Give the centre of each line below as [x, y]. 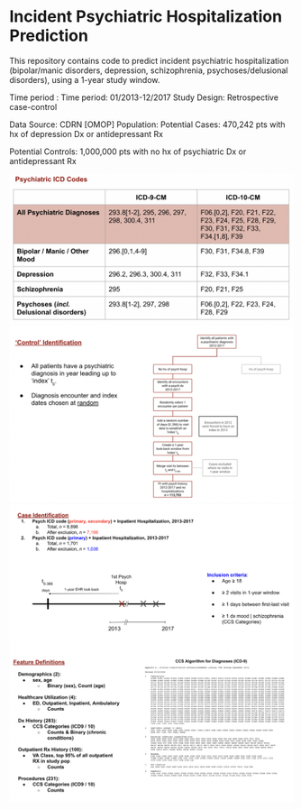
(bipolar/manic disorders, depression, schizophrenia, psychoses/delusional [149, 70]
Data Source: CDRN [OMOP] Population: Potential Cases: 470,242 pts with [147, 124]
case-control [33, 106]
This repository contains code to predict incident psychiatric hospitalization [149, 60]
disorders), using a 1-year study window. [85, 79]
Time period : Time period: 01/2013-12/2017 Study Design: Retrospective [144, 97]
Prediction [49, 36]
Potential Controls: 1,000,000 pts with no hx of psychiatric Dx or [128, 152]
